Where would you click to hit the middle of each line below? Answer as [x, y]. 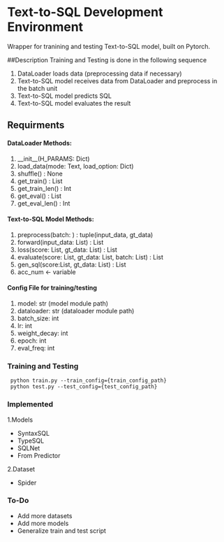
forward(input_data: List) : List [60, 242]
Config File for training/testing [52, 288]
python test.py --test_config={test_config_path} [84, 387]
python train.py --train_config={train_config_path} [89, 381]
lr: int [25, 325]
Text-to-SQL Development [85, 12]
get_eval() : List [39, 196]
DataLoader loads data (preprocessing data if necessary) [100, 73]
